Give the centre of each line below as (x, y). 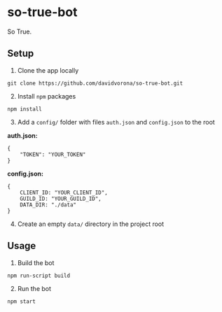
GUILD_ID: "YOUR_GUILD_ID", (61, 199)
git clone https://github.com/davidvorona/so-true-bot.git (95, 83)
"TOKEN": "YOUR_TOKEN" (53, 155)
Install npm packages (47, 96)
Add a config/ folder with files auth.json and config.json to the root (116, 122)
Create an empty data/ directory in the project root (91, 224)
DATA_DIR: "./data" (48, 205)
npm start (22, 302)
